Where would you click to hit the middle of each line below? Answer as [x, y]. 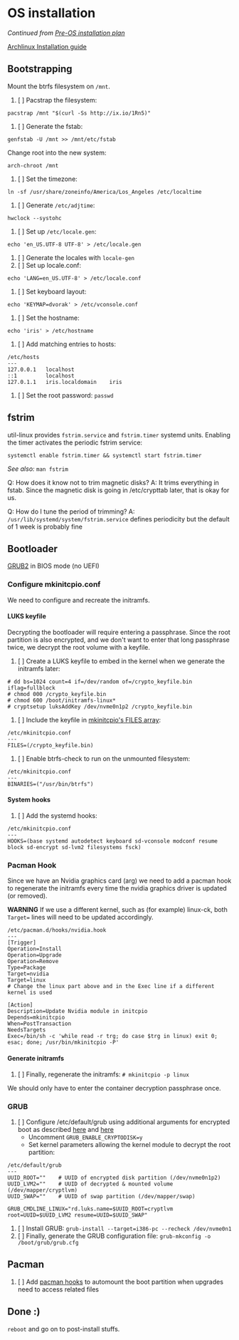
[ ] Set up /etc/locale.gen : [57, 231]
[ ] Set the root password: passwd [65, 395]
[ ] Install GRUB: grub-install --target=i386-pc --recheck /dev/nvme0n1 [124, 1228]
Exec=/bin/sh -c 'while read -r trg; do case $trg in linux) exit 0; [113, 1037]
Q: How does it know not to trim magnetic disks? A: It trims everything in [113, 482]
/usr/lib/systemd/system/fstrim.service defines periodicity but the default [118, 519]
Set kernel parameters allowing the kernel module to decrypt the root [129, 1144]
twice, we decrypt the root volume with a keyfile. [79, 647]
